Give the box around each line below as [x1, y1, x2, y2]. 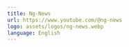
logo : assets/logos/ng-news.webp [7, 23, 104, 30]
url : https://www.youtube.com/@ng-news [7, 17, 123, 23]
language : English [7, 29, 60, 37]
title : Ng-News [7, 10, 51, 17]
